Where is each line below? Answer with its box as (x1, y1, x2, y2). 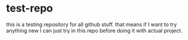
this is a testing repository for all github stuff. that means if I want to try (6, 21, 177, 28)
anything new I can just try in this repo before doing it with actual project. (6, 27, 183, 34)
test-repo (6, 2, 53, 15)
